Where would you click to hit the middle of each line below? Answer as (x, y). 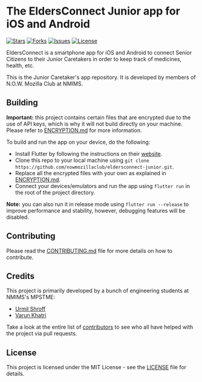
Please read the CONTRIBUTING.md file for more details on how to (89, 250)
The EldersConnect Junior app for (93, 11)
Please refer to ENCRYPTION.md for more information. (74, 130)
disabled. (18, 217)
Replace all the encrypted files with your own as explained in (90, 173)
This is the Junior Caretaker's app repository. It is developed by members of (101, 77)
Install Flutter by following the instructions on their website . (89, 153)
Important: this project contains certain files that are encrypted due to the (99, 117)
